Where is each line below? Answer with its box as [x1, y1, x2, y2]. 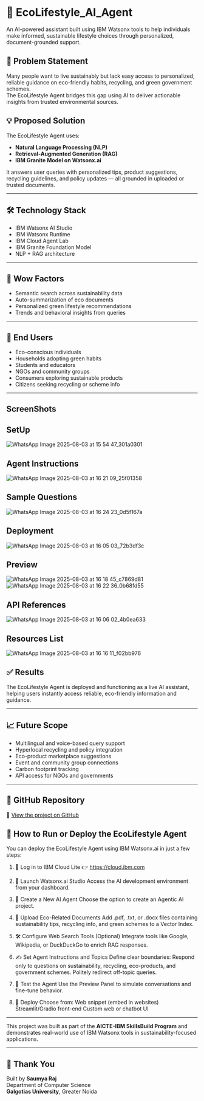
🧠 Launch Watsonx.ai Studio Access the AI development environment [15, 877, 189, 885]
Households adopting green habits [15, 355, 102, 362]
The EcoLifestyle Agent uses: [6, 132, 80, 139]
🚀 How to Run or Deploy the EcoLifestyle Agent [6, 829, 187, 839]
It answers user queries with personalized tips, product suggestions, [6, 168, 178, 176]
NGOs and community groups [15, 368, 90, 375]
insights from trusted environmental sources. [6, 98, 118, 105]
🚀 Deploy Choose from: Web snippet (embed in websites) [15, 999, 159, 1006]
